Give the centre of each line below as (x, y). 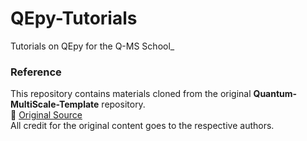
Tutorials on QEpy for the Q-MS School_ (92, 46)
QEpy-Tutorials (74, 18)
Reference (36, 72)
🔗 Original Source (46, 115)
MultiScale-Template (55, 104)
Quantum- (275, 94)
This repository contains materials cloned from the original (131, 94)
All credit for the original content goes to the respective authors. (142, 126)
